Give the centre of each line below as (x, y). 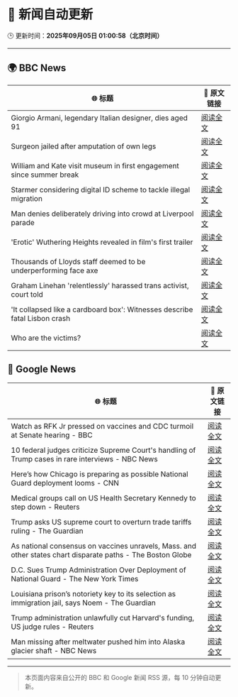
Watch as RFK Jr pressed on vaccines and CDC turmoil (102, 426)
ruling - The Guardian (47, 531)
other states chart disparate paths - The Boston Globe (101, 554)
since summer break (45, 175)
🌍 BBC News (37, 68)
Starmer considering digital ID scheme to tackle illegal (101, 190)
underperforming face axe (55, 270)
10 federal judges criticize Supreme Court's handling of (103, 450)
